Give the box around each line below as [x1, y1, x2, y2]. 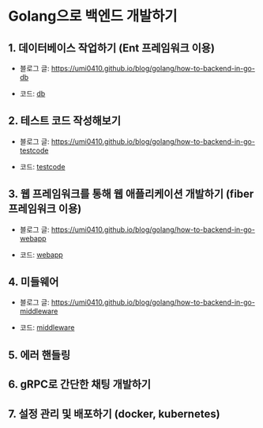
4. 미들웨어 [8, 275, 59, 289]
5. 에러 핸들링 [8, 348, 71, 362]
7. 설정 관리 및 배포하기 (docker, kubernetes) [8, 407, 220, 420]
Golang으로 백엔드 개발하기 [8, 7, 178, 25]
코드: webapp [19, 250, 63, 259]
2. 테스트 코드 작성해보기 [8, 114, 121, 127]
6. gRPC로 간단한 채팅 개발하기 [8, 377, 152, 392]
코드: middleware [19, 323, 75, 332]
